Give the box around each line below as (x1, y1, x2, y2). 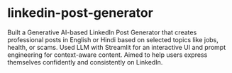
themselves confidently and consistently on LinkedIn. (7, 58, 163, 66)
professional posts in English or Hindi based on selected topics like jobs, (7, 35, 219, 44)
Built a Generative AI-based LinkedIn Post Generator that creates (7, 28, 197, 36)
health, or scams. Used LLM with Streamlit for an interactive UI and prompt (7, 43, 226, 51)
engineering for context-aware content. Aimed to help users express (7, 51, 208, 59)
